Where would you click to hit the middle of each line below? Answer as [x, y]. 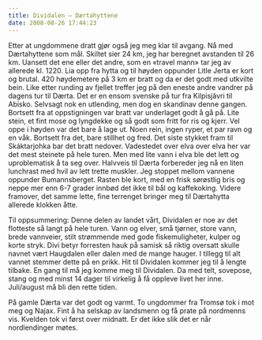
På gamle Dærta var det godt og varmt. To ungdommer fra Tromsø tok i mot [131, 302]
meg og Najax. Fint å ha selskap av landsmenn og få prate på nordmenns [127, 310]
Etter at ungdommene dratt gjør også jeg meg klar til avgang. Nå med [121, 45]
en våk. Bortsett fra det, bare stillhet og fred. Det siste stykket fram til [121, 137]
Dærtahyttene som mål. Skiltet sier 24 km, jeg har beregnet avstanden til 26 [131, 54]
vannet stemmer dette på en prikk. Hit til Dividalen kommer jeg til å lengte [127, 262]
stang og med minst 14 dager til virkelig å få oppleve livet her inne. [116, 278]
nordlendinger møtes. [43, 327]
